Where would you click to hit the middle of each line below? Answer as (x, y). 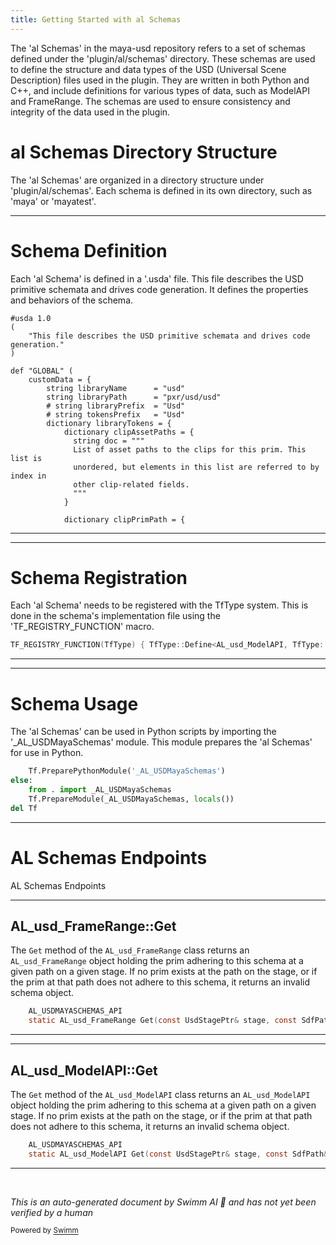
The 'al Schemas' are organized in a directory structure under (137, 180)
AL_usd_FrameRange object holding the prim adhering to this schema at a (157, 961)
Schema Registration (99, 577)
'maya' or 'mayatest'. (53, 201)
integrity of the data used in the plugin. (90, 112)
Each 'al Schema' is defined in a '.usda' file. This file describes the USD (157, 278)
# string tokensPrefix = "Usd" (116, 414)
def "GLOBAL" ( (42, 371)
